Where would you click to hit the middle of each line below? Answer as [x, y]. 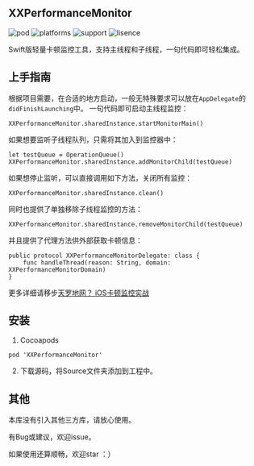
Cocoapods [39, 340]
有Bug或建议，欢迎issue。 [52, 437]
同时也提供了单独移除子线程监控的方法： [75, 209]
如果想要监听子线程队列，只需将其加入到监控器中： [93, 139]
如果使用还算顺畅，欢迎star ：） [62, 454]
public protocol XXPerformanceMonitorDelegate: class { [104, 256]
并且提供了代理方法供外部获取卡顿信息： [75, 240]
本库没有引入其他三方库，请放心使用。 [72, 420]
